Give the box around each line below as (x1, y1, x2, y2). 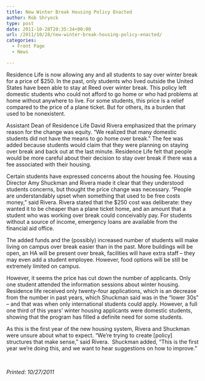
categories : (6, 37, 37, 43)
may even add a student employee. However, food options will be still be (6, 256, 189, 263)
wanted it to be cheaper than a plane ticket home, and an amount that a (6, 205, 186, 212)
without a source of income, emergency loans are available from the (6, 218, 178, 225)
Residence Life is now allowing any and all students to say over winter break (6, 71, 198, 78)
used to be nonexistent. (6, 109, 66, 117)
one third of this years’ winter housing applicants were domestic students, (6, 306, 193, 314)
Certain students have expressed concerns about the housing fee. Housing (6, 172, 195, 180)
